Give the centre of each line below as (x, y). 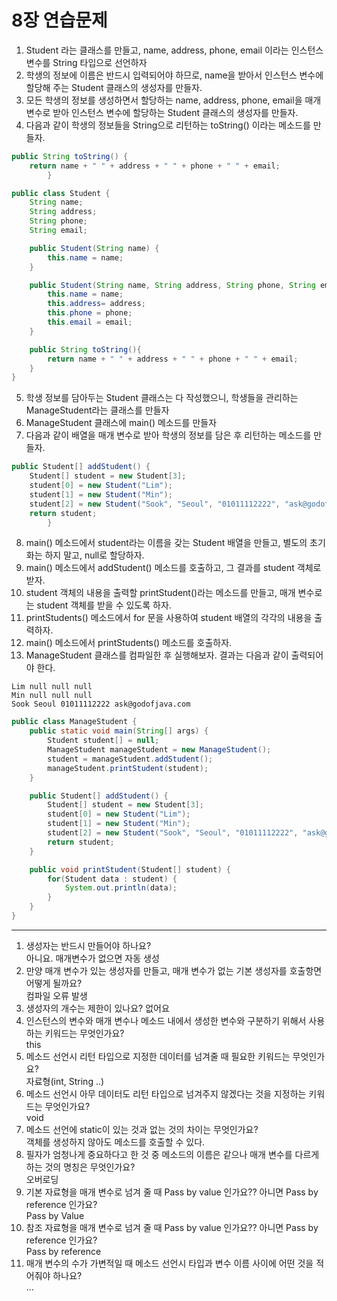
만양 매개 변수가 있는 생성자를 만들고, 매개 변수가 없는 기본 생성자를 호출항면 (174, 970)
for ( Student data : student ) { (112, 879)
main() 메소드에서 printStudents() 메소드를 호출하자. (129, 643)
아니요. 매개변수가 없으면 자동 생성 (92, 958)
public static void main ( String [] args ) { (119, 731)
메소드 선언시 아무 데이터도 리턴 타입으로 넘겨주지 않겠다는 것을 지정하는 (166, 1093)
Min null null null (52, 696)
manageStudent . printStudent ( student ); (128, 768)
